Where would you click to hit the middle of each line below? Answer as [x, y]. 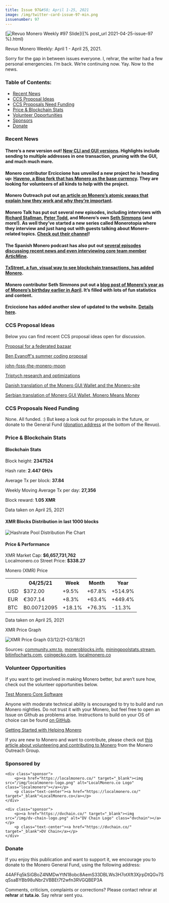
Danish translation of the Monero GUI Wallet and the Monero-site [73, 385]
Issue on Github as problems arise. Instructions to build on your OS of [77, 715]
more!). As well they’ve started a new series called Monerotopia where [81, 223]
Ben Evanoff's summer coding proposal [46, 356]
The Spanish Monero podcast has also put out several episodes [73, 245]
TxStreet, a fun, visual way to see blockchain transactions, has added [79, 268]
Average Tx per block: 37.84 [35, 481]
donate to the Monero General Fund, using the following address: [73, 865]
